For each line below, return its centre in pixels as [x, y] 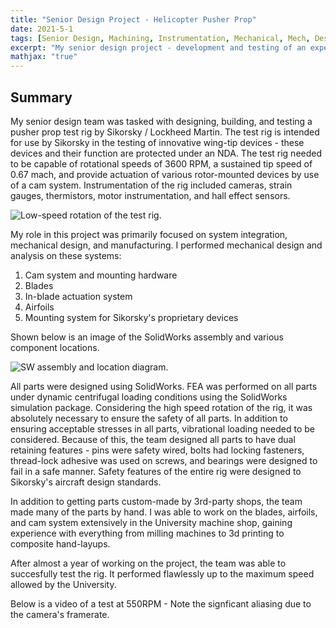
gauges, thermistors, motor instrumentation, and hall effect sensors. [150, 195]
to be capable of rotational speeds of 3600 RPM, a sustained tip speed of [161, 163]
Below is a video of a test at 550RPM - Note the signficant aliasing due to [161, 603]
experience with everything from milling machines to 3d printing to [147, 533]
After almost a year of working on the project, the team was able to [148, 563]
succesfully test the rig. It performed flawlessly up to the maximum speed [162, 573]
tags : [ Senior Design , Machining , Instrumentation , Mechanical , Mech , [160, 38]
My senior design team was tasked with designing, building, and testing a [161, 121]
